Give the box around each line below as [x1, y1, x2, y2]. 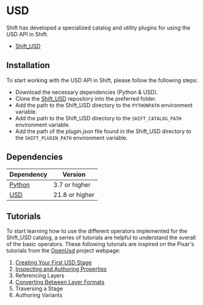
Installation [6, 60, 50, 71]
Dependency [9, 170, 48, 179]
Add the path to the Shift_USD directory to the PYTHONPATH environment [15, 101, 193, 109]
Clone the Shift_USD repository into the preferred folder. [15, 95, 157, 102]
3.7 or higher [53, 180, 91, 189]
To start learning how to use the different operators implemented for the [6, 228, 188, 235]
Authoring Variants [15, 291, 63, 299]
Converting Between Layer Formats [15, 279, 105, 286]
